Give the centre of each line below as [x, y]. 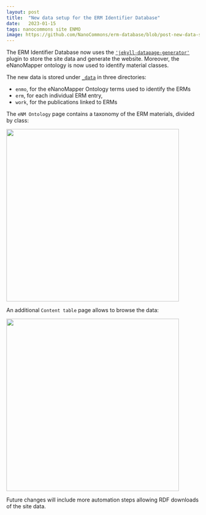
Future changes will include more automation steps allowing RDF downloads [103, 500]
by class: [18, 121]
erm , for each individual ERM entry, [59, 96]
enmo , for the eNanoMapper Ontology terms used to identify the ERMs [103, 89]
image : [15, 35]
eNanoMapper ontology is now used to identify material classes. [88, 66]
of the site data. [26, 506]
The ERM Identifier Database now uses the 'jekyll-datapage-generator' [98, 52]
